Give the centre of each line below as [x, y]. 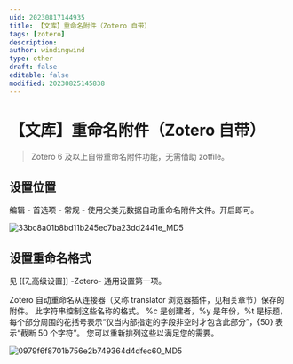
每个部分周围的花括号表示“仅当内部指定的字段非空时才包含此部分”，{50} [141, 322]
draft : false [33, 67]
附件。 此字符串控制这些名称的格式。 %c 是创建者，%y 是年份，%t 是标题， [149, 311]
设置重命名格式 [50, 258]
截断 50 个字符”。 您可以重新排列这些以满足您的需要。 [120, 333]
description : [33, 42]
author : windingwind [48, 51]
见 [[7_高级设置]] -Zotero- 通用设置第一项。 [88, 281]
